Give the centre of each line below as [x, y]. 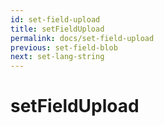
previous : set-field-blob [64, 47]
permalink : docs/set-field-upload [82, 38]
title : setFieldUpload [57, 29]
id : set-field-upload [55, 19]
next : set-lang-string [57, 57]
